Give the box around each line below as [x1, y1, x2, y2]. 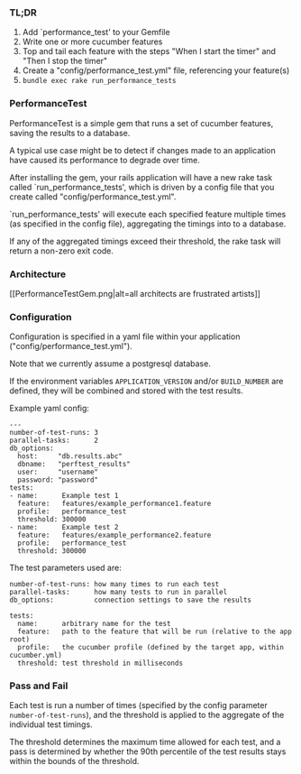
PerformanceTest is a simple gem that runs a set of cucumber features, [9, 117, 274, 128]
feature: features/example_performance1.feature [17, 499, 212, 509]
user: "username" [17, 467, 99, 477]
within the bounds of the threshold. [9, 756, 140, 767]
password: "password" [17, 475, 99, 484]
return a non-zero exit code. [9, 245, 114, 256]
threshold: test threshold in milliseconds [17, 659, 183, 668]
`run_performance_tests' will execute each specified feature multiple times [9, 208, 287, 219]
